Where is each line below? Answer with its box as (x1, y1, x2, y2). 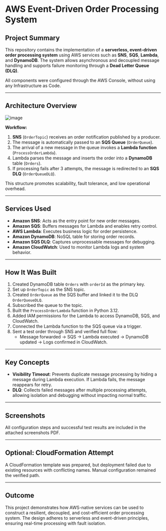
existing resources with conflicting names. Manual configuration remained (5, 467, 156, 473)
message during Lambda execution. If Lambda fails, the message (12, 377, 145, 383)
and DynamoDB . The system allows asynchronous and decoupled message (5, 57, 160, 63)
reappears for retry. (12, 382, 52, 388)
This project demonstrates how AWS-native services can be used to (5, 504, 144, 510)
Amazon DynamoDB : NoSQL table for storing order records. (12, 234, 135, 240)
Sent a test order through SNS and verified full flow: (12, 329, 118, 335)
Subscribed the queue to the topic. (12, 302, 83, 308)
